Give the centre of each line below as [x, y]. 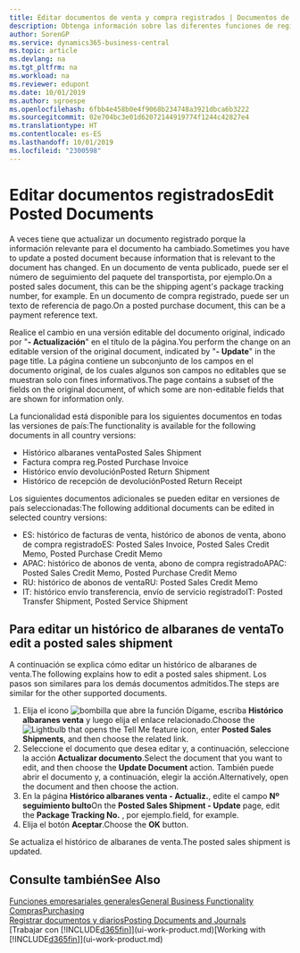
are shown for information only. [67, 398]
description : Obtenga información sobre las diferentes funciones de [142, 26]
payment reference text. [54, 315]
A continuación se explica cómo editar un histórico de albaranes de [133, 665]
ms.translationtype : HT [54, 126]
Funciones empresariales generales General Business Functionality [132, 901]
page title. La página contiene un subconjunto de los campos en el [132, 361]
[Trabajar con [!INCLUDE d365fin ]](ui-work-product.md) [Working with [137, 930]
